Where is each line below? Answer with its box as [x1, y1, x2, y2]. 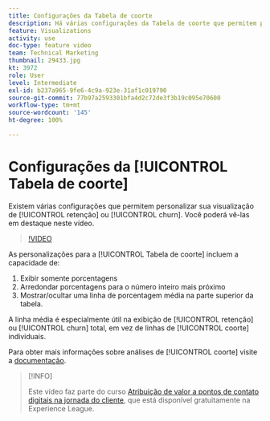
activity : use [8, 34, 56, 43]
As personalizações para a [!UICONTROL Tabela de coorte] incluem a [8, 249, 239, 259]
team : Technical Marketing [8, 49, 99, 57]
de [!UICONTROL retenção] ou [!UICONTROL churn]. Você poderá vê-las [8, 209, 250, 219]
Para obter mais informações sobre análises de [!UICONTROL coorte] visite [8, 346, 258, 357]
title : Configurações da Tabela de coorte [8, 11, 153, 20]
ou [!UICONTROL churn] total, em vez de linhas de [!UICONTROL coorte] [8, 322, 249, 333]
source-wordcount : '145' [8, 109, 92, 117]
